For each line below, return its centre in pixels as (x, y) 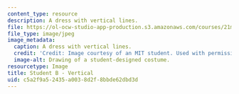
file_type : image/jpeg (41, 34)
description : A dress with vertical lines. (73, 20)
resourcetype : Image (38, 66)
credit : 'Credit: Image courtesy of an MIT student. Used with (109, 54)
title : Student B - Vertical (51, 73)
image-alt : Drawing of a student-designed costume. (92, 60)
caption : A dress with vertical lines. (73, 47)
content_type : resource (43, 14)
